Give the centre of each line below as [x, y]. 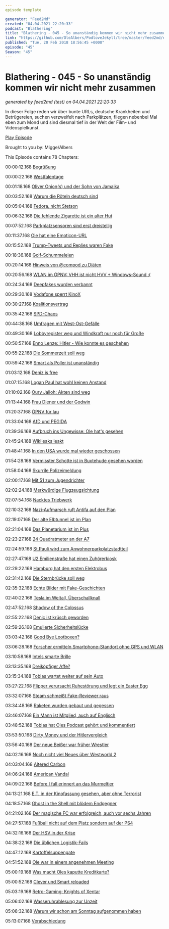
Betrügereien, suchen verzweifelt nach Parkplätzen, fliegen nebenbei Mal [81, 117]
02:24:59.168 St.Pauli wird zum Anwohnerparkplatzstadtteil [67, 548]
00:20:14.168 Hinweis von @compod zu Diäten [53, 265]
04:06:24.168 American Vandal [37, 774]
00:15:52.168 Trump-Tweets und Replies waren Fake [59, 245]
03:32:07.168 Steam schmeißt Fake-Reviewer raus [57, 695]
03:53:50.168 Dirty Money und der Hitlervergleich [56, 735]
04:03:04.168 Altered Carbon [35, 764]
